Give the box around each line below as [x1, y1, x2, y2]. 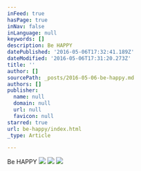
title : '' [7, 61, 36, 68]
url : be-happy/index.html [7, 125, 82, 132]
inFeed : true [7, 10, 45, 17]
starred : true [7, 119, 48, 126]
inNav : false [7, 23, 45, 30]
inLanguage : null [7, 29, 57, 37]
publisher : [7, 87, 39, 94]
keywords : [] [7, 36, 45, 43]
